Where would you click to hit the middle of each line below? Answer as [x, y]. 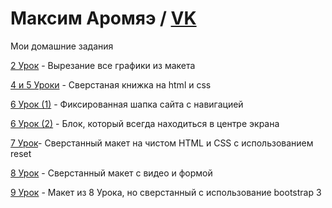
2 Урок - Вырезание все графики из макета [103, 65]
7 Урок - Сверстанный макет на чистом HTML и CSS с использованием [162, 143]
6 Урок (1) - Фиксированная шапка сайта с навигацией [127, 104]
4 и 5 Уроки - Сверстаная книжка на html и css [111, 84]
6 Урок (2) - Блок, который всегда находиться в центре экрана [145, 123]
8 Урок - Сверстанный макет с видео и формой [111, 173]
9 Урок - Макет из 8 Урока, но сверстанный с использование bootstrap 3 [166, 192]
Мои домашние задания [62, 46]
